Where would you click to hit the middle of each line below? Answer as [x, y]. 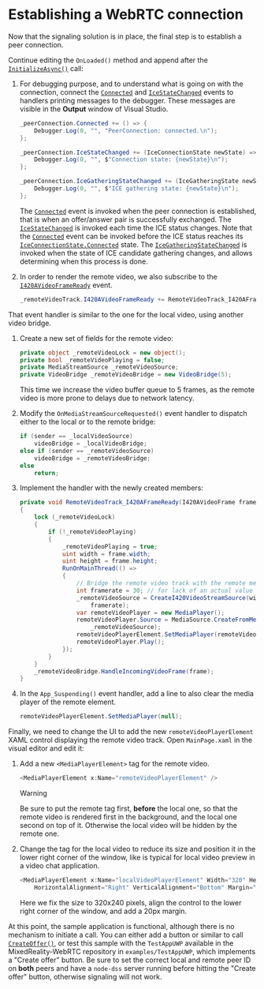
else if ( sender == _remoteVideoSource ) [87, 451]
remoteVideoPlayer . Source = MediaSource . [145, 620]
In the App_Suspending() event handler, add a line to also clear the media [137, 694]
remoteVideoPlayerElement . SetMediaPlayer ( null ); [101, 717]
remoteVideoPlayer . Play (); [121, 642]
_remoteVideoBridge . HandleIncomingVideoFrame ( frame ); [124, 671]
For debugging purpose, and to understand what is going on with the [131, 84]
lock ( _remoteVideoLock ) [75, 517]
